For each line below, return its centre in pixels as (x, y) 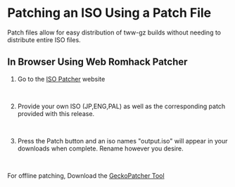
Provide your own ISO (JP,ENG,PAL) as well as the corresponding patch (121, 106)
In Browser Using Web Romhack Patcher (97, 62)
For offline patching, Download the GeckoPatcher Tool (86, 175)
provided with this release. (56, 113)
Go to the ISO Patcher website (61, 79)
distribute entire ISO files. (44, 39)
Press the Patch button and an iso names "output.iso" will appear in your (122, 141)
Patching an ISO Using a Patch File (109, 13)
